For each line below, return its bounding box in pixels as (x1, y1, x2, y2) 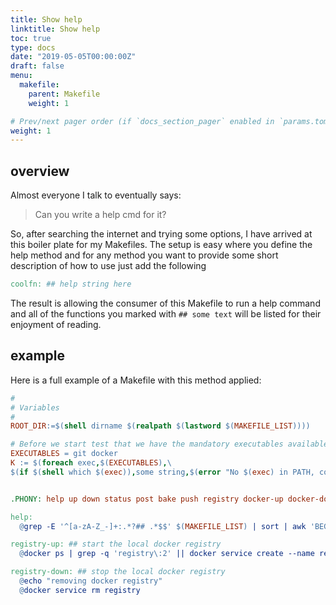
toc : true (10, 33, 52, 43)
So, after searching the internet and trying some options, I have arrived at (10, 228, 313, 240)
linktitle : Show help (10, 24, 101, 34)
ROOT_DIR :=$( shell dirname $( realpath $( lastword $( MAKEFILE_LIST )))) (10, 421, 311, 431)
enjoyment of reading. (10, 318, 102, 330)
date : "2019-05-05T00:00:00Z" (10, 52, 137, 62)
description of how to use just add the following (10, 260, 207, 272)
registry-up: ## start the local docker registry (10, 539, 222, 550)
